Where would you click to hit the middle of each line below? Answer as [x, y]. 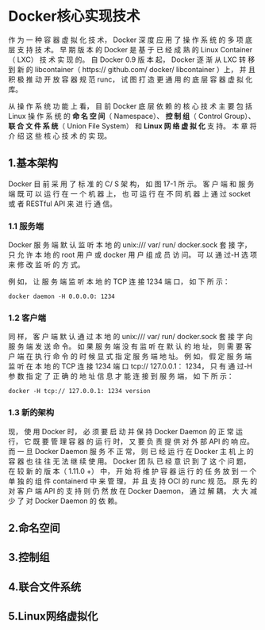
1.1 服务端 [26, 226]
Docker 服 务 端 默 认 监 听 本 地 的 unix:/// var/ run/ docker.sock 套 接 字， [130, 245]
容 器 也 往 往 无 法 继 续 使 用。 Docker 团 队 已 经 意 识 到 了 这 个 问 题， [129, 461]
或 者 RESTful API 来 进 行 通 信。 [63, 204]
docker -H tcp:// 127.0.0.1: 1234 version [79, 391]
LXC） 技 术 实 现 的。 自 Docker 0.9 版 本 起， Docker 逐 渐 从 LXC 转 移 [136, 59]
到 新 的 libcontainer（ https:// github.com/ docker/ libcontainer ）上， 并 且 [132, 69]
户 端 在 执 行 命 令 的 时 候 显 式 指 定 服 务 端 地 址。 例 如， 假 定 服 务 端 [130, 357]
